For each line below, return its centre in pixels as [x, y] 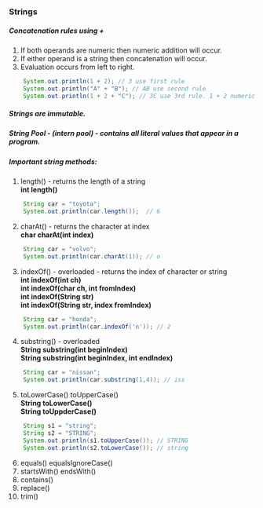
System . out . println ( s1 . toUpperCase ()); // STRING [106, 440]
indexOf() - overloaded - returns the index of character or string [124, 271]
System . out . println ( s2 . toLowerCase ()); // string [106, 448]
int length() [39, 190]
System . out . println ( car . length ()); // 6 [91, 212]
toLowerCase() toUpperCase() [69, 395]
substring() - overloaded [60, 342]
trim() [29, 496]
